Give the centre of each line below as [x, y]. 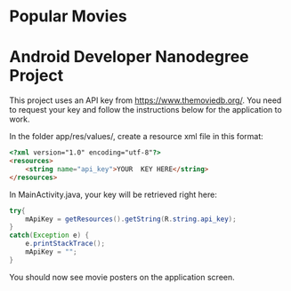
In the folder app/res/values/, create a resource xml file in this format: [137, 137]
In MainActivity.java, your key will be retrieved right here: [113, 194]
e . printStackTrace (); [65, 244]
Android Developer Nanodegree [129, 57]
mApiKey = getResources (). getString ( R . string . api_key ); [131, 219]
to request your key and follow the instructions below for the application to [145, 110]
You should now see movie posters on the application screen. [122, 277]
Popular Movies [68, 16]
